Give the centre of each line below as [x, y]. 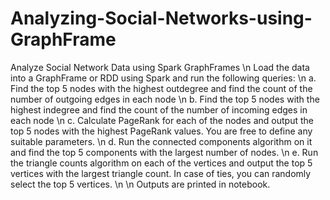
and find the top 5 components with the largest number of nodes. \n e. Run [164, 152]
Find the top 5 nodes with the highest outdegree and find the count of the [161, 88]
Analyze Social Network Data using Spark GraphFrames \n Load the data [160, 67]
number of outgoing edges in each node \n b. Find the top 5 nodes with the [165, 99]
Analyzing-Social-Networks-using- [161, 18]
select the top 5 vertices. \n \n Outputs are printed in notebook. [140, 184]
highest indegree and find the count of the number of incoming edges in [159, 109]
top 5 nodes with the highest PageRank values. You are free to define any [161, 131]
